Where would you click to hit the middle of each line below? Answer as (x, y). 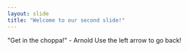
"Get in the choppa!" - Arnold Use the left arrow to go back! (95, 40)
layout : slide (28, 14)
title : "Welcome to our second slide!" (66, 20)
